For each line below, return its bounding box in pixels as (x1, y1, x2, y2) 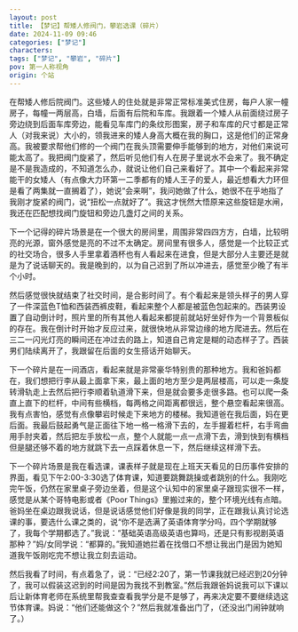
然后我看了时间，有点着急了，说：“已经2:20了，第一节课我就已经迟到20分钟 (9, 568, 288, 579)
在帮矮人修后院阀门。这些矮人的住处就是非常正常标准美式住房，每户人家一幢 (9, 96, 289, 107)
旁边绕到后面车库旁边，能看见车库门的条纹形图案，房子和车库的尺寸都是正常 (9, 118, 289, 129)
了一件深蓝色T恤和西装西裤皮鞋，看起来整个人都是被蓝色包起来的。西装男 (9, 300, 279, 311)
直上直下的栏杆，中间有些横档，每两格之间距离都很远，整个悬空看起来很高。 (9, 397, 289, 408)
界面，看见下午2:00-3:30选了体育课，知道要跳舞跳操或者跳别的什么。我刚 (9, 472, 279, 483)
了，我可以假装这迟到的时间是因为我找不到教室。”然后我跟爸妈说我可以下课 (9, 580, 281, 590)
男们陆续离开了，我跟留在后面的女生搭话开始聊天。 (9, 345, 196, 356)
